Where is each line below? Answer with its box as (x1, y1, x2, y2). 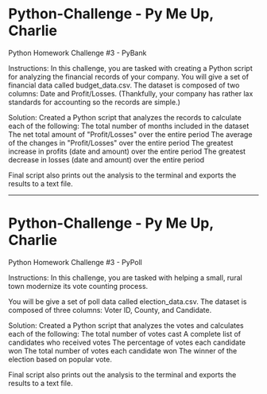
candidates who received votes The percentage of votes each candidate (8, 337, 246, 347)
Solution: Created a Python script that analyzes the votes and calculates (8, 320, 244, 330)
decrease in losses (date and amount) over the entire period (8, 154, 205, 164)
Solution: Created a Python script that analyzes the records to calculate (8, 112, 242, 122)
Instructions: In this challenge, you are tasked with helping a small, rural (8, 272, 242, 283)
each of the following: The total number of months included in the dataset (8, 121, 250, 131)
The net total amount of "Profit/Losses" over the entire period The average (8, 129, 253, 139)
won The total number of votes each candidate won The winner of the (8, 345, 238, 355)
